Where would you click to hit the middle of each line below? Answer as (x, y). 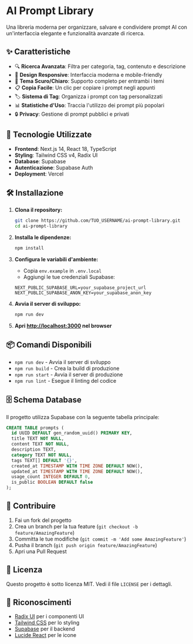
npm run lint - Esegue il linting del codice (65, 380)
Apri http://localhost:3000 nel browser (63, 326)
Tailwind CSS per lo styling (47, 623)
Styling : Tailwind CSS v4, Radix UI (56, 155)
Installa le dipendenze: (43, 237)
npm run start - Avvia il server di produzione (69, 375)
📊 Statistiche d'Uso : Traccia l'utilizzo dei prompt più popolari (89, 105)
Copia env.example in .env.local (62, 271)
